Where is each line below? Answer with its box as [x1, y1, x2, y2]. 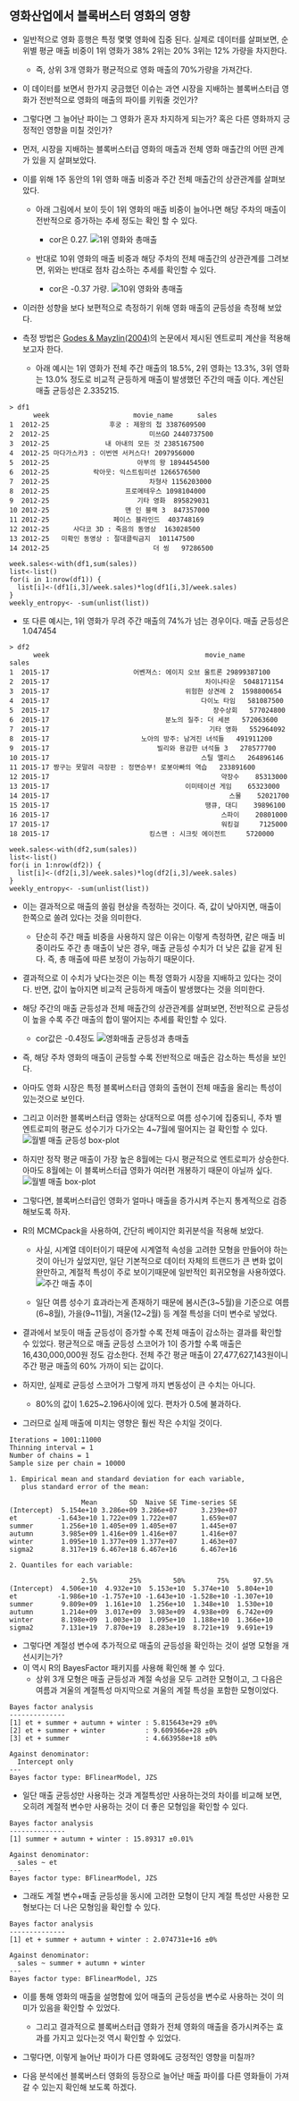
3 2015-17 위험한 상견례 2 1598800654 [9, 687, 283, 696]
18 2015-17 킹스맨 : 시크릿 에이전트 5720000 [9, 829, 275, 838]
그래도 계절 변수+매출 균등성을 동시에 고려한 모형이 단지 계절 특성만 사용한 [21, 1890, 280, 1901]
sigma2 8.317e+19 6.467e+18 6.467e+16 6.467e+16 [9, 1545, 238, 1554]
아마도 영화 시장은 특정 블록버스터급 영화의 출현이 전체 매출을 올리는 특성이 [21, 1081, 283, 1093]
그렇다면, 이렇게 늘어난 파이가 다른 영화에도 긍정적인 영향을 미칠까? [21, 2051, 256, 2062]
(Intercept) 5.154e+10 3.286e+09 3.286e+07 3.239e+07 [9, 1505, 238, 1514]
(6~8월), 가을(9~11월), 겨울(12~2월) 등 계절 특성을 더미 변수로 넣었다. [35, 1308, 278, 1318]
